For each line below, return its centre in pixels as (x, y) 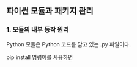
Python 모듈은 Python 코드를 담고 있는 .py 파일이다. (69, 44)
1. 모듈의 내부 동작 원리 (38, 30)
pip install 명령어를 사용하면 (40, 57)
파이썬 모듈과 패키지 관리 (50, 11)
